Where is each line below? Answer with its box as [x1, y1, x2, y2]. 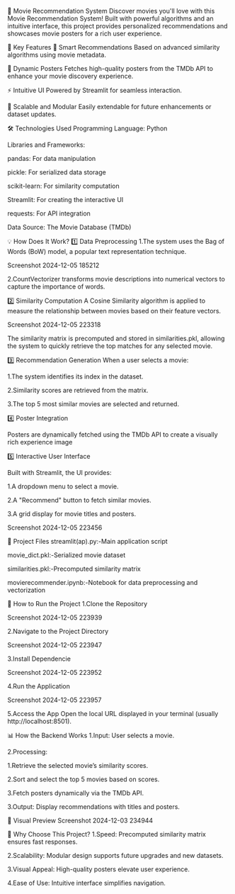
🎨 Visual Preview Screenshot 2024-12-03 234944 [7, 816, 154, 825]
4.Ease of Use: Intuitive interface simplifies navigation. [7, 879, 166, 887]
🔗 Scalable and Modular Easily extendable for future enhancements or [7, 103, 212, 111]
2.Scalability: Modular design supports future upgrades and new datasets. [7, 851, 224, 859]
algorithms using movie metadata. [7, 50, 106, 59]
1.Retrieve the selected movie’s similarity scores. [7, 761, 149, 769]
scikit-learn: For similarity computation [7, 181, 120, 190]
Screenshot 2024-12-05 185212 [7, 261, 100, 269]
